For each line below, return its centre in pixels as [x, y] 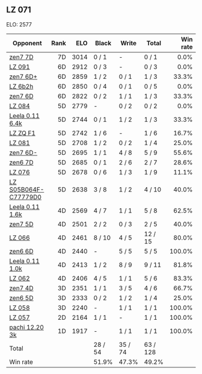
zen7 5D [21, 224]
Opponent [27, 43]
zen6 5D [21, 298]
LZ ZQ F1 [23, 133]
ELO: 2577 [19, 24]
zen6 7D [21, 162]
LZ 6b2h [21, 86]
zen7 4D [21, 288]
